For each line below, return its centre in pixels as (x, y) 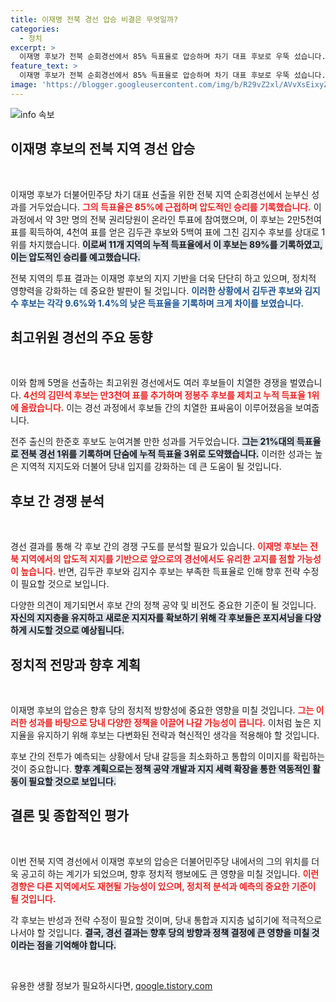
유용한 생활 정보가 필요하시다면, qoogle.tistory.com (111, 985)
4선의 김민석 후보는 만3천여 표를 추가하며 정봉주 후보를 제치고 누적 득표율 (164, 395)
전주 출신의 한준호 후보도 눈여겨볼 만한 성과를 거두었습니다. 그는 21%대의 (152, 442)
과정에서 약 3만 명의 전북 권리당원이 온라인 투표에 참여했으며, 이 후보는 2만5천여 (166, 219)
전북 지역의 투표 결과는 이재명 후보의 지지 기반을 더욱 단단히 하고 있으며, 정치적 (163, 278)
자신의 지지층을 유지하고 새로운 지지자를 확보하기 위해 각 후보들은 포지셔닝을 (156, 618)
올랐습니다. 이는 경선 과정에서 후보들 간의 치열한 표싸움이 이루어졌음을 (156, 408)
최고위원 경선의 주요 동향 (81, 337)
